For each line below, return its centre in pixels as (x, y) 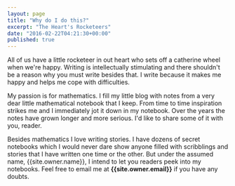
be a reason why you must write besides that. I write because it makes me (114, 75)
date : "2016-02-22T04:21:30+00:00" (59, 33)
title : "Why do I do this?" (48, 20)
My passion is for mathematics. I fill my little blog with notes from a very (111, 96)
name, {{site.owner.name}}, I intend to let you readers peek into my (104, 161)
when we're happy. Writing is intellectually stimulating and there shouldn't (114, 67)
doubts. (18, 177)
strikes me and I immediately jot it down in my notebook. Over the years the (116, 111)
